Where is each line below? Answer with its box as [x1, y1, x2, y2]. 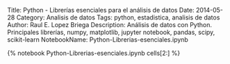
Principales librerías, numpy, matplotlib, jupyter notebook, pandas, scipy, [7, 28, 215, 36]
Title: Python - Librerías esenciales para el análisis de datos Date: [7, 6, 195, 14]
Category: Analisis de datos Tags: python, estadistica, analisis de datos [16, 13, 220, 22]
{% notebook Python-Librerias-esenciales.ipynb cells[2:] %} [7, 49, 181, 57]
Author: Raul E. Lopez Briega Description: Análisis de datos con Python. [7, 21, 212, 29]
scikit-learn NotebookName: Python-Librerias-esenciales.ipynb [7, 35, 189, 44]
